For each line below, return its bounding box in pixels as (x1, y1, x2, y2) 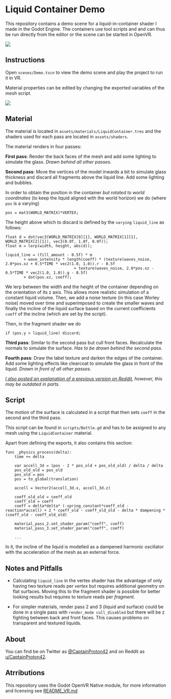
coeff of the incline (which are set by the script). (5, 311, 107, 317)
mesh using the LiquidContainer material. (5, 430, 93, 436)
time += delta (14, 454, 44, 459)
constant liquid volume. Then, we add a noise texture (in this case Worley (5, 294, 160, 300)
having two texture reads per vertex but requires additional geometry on (12, 583, 164, 589)
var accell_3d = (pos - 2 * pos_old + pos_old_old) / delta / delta (14, 463, 163, 469)
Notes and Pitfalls (5, 564, 63, 573)
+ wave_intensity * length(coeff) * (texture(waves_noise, (23, 257, 152, 262)
